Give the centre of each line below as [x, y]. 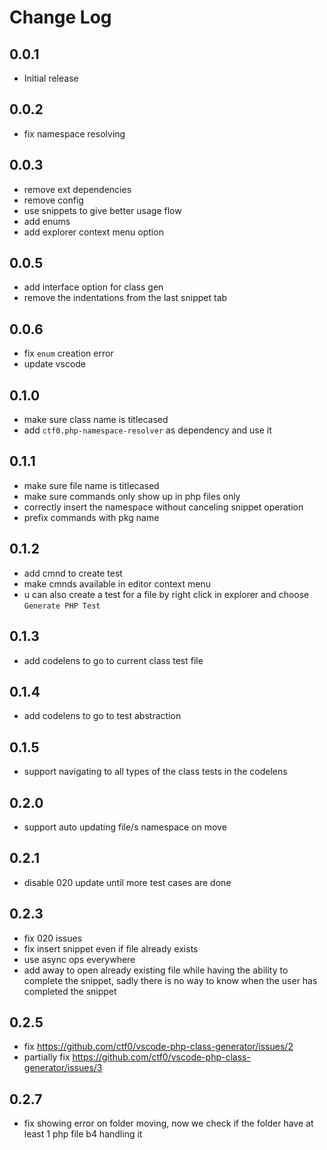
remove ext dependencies [77, 189]
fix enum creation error [68, 353]
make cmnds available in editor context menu [117, 583]
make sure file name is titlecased [91, 485]
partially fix [47, 1057]
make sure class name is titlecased [96, 420]
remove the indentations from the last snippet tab [125, 298]
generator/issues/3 [63, 1068]
